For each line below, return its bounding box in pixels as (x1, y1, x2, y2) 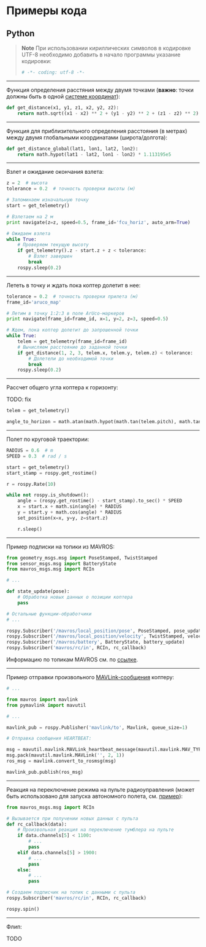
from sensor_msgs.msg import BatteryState (6, 560, 116, 567)
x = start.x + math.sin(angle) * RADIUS (17, 504, 122, 510)
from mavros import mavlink (6, 696, 78, 703)
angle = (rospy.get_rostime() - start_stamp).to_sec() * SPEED (17, 498, 183, 504)
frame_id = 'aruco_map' (6, 299, 62, 305)
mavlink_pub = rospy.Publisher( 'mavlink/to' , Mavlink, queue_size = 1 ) (6, 724, 188, 731)
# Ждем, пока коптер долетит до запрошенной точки (6, 327, 139, 333)
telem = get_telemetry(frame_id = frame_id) (17, 338, 128, 345)
